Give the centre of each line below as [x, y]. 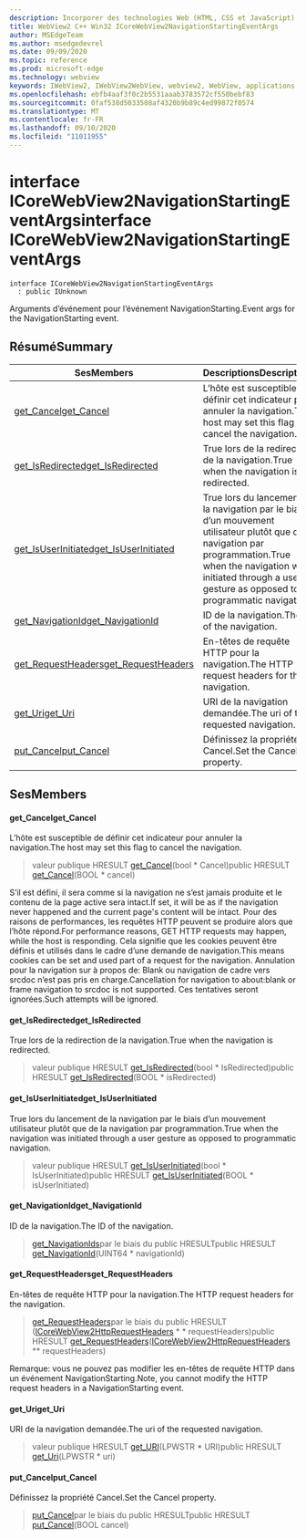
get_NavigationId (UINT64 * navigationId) [108, 1253]
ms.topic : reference [49, 60]
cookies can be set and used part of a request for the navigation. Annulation [153, 961]
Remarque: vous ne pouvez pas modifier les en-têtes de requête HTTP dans [153, 1368]
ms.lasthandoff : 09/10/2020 [63, 129]
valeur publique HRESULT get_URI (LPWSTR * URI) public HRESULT [157, 1447]
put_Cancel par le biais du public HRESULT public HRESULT [141, 1515]
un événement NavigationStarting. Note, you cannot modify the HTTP [139, 1378]
